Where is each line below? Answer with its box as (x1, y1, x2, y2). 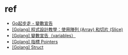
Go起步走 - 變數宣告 (11, 20, 53, 26)
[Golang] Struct (11, 44, 44, 50)
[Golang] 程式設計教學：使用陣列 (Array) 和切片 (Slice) (11, 26, 124, 32)
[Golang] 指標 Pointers (11, 38, 58, 45)
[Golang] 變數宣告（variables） (11, 32, 76, 38)
